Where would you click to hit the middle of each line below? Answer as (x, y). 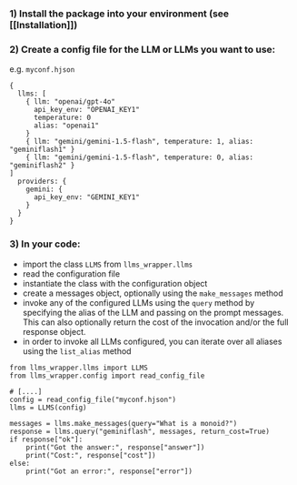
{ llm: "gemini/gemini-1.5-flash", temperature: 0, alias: (140, 157)
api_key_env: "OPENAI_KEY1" (87, 110)
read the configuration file (71, 273)
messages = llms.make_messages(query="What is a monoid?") (124, 423)
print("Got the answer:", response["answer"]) (115, 447)
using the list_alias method (77, 351)
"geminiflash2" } (42, 166)
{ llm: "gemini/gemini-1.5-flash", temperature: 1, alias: (140, 142)
